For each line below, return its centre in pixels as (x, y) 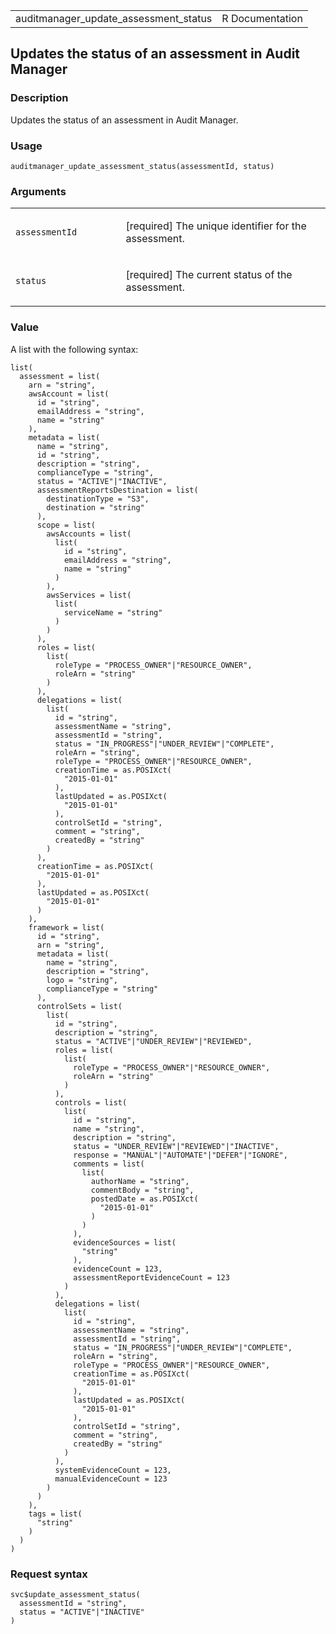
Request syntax (49, 1574)
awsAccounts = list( (89, 534)
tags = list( (55, 1514)
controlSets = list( (79, 1006)
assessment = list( (60, 376)
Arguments (38, 191)
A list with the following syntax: (74, 349)
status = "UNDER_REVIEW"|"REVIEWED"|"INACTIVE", (176, 1146)
